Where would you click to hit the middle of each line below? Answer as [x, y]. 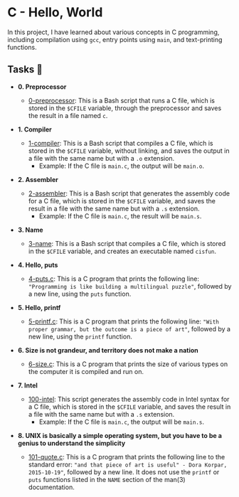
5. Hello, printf [39, 307]
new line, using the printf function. [80, 336]
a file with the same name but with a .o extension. [101, 158]
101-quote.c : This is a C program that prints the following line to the [127, 456]
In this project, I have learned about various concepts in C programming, [113, 32]
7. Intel [27, 385]
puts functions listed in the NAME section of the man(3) [107, 479]
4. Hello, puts [38, 264]
